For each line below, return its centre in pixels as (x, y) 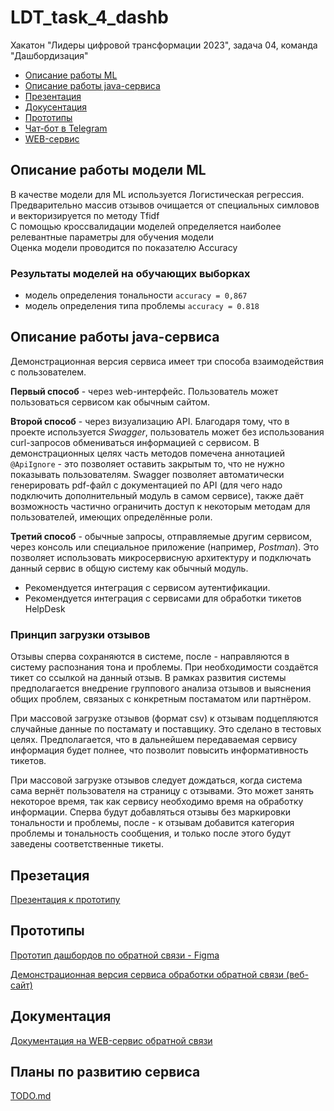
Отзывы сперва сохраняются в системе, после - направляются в (150, 657)
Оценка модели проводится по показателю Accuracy (124, 247)
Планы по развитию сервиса (105, 1071)
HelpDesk (45, 608)
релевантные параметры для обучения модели (112, 237)
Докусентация (56, 107)
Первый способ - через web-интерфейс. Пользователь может (144, 391)
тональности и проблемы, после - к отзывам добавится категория (152, 823)
